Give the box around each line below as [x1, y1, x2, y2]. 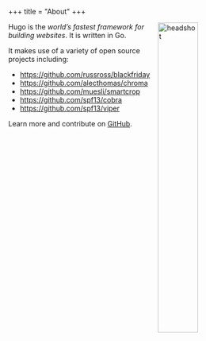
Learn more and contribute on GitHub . [8, 119, 132, 128]
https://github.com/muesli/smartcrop [19, 87, 141, 96]
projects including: [8, 55, 69, 64]
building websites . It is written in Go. [8, 31, 127, 40]
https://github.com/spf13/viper [19, 103, 120, 113]
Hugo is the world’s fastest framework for [8, 22, 145, 31]
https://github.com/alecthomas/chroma [19, 79, 148, 87]
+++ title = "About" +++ [8, 7, 86, 16]
